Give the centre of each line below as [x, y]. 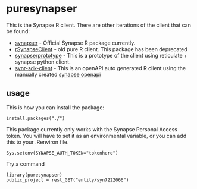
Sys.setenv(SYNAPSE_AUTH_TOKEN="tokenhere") [62, 153]
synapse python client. [43, 62]
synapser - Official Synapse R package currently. [75, 43]
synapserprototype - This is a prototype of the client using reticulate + [101, 55]
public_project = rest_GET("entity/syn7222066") [68, 180]
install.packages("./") [36, 118]
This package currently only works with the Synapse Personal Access [92, 129]
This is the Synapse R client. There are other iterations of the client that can [99, 25]
